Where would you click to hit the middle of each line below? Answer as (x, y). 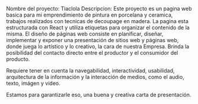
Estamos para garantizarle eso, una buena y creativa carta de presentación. (99, 95)
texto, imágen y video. (33, 83)
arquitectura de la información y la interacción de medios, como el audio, (95, 77)
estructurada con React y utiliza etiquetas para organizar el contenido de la (98, 27)
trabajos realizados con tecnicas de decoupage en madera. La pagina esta (97, 21)
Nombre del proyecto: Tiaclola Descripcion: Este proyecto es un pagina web (99, 9)
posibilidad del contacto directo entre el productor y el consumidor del (92, 53)
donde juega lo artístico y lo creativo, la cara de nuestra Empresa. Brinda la (98, 46)
